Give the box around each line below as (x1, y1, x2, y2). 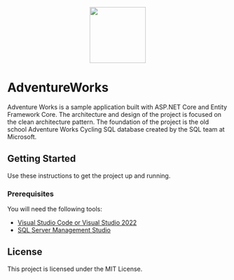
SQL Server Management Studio (17, 226, 111, 234)
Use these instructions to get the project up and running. (7, 171, 171, 180)
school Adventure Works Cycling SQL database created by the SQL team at (7, 125, 226, 133)
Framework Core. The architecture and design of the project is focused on (7, 110, 222, 118)
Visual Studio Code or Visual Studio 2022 (17, 218, 137, 227)
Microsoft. (7, 132, 37, 141)
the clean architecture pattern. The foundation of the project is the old (7, 118, 209, 126)
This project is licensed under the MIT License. (7, 265, 143, 273)
